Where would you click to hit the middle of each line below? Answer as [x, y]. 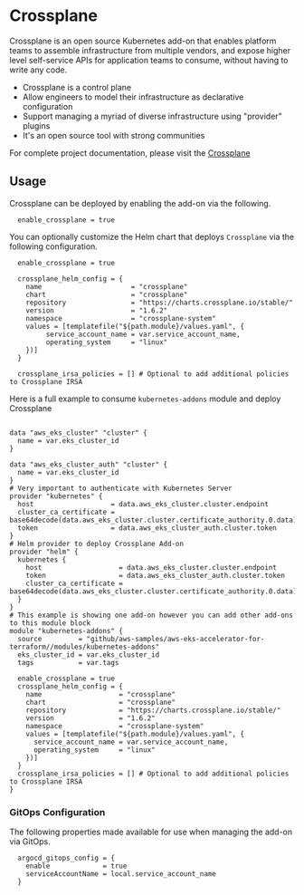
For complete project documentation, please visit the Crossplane [130, 153]
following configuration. [53, 246]
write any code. [38, 70]
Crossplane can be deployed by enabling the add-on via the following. [140, 203]
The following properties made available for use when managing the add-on [151, 832]
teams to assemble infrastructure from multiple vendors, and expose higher [150, 50]
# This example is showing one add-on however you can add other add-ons [152, 615]
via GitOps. [30, 842]
